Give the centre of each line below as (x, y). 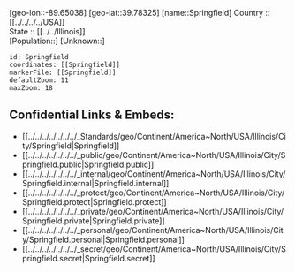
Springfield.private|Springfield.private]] (93, 221)
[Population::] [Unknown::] (57, 41)
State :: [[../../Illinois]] (47, 31)
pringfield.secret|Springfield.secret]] (89, 258)
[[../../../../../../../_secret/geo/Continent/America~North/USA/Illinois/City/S (154, 249)
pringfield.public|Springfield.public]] (88, 164)
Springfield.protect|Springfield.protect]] (94, 201)
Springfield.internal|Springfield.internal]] (95, 183)
